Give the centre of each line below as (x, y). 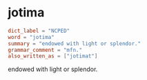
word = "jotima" (31, 37)
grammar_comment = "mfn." (45, 50)
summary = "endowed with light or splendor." (74, 43)
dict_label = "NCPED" (39, 31)
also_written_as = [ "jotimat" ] (53, 56)
